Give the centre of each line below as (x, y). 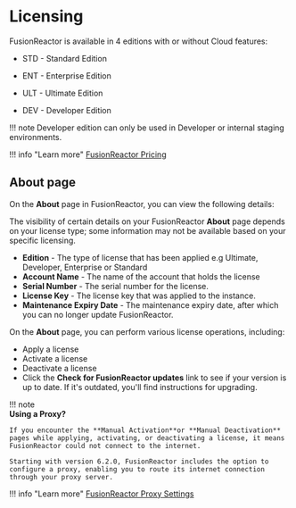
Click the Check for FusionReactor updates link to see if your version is (154, 378)
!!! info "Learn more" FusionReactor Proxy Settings (102, 494)
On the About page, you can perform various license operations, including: (147, 331)
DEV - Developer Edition (66, 110)
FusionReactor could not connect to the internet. (105, 446)
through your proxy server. (62, 477)
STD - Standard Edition (64, 58)
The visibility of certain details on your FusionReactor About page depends (147, 221)
